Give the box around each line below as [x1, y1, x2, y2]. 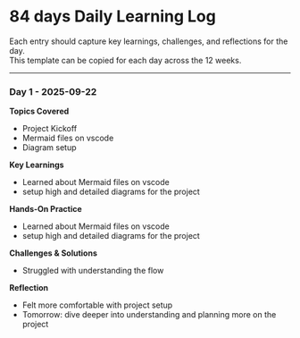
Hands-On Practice [9, 204, 82, 215]
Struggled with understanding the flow [21, 266, 164, 276]
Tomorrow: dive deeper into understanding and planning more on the [21, 309, 277, 320]
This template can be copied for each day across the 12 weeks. [9, 55, 242, 65]
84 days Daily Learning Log [9, 6, 216, 27]
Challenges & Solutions [9, 248, 98, 258]
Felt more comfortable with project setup [21, 300, 173, 310]
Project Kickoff [21, 123, 78, 134]
